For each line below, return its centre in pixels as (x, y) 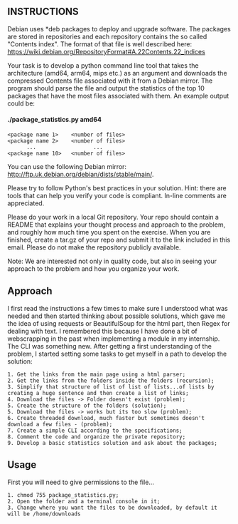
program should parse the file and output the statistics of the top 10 (106, 88)
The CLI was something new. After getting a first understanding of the (109, 346)
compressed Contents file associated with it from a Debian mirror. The (110, 81)
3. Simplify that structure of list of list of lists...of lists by (111, 387)
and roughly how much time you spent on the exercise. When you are (109, 232)
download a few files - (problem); (60, 424)
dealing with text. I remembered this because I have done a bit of (102, 331)
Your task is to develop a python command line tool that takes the (103, 65)
